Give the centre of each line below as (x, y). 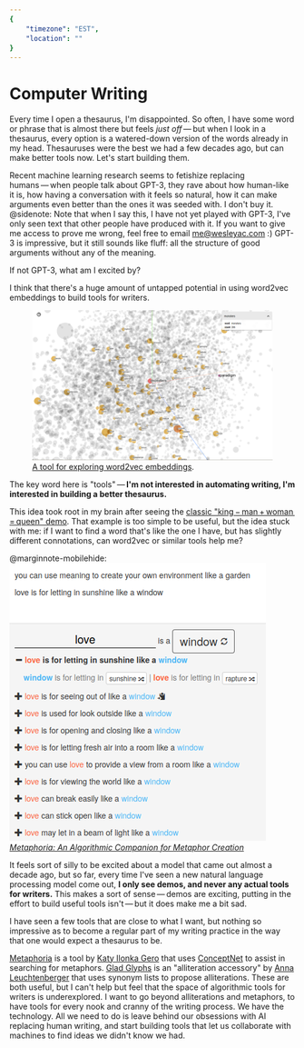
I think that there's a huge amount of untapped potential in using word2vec (149, 288)
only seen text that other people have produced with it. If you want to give (147, 224)
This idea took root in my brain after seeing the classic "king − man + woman (152, 511)
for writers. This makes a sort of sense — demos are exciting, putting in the (151, 893)
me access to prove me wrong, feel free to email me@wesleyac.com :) (141, 234)
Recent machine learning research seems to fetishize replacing (127, 175)
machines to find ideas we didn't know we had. (98, 1035)
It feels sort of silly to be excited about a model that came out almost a (141, 864)
